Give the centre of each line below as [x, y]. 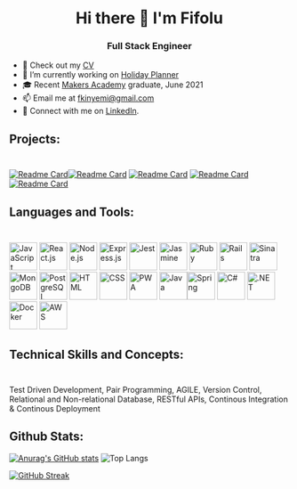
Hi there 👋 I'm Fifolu [149, 18]
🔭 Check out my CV [58, 65]
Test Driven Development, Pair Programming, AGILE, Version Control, [136, 389]
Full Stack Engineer [149, 46]
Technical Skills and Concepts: [96, 354]
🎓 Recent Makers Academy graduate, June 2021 [112, 85]
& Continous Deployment [55, 408]
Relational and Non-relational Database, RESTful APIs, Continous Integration [149, 399]
